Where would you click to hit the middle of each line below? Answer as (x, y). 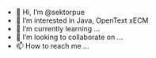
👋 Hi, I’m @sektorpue (50, 12)
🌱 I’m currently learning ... (58, 29)
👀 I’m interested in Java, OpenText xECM (82, 20)
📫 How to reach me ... (52, 46)
